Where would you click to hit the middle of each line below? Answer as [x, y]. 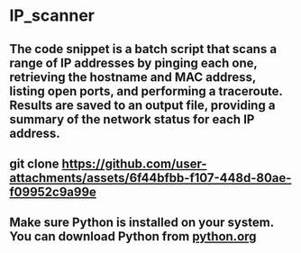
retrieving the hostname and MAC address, [133, 77]
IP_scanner [52, 16]
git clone [35, 163]
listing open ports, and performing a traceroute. [146, 91]
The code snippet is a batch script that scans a [143, 49]
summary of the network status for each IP [132, 119]
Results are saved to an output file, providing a [142, 105]
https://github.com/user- [134, 163]
